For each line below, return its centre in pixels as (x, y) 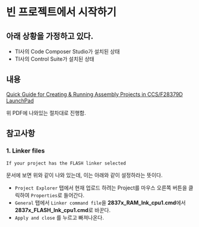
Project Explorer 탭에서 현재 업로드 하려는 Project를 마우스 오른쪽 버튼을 (101, 188)
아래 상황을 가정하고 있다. (50, 36)
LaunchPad (20, 100)
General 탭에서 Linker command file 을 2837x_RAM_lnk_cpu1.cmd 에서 (100, 203)
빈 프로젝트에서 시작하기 (61, 12)
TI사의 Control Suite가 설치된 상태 (54, 59)
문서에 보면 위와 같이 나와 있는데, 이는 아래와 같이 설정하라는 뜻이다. (84, 175)
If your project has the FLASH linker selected (66, 163)
